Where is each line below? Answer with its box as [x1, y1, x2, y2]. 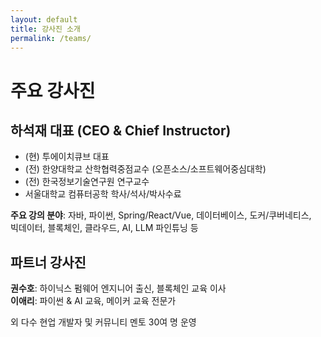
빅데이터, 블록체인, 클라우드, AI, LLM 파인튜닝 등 [10, 222, 199, 234]
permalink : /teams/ [10, 33, 92, 43]
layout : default [10, 14, 78, 25]
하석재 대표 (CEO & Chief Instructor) [10, 122, 232, 139]
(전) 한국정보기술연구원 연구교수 [24, 176, 150, 188]
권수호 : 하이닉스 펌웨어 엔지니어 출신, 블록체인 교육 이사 [10, 282, 227, 295]
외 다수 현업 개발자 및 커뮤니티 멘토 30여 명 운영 [10, 316, 197, 328]
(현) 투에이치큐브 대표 [24, 151, 110, 163]
